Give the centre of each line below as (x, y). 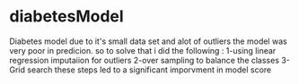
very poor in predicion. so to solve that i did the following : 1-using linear (143, 50)
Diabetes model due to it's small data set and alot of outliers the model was (148, 41)
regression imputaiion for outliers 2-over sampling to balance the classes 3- (149, 60)
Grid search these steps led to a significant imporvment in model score (141, 70)
